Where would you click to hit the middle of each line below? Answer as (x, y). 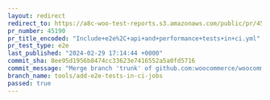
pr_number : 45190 (37, 31)
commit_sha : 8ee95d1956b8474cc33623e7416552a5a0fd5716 (102, 61)
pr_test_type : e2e (38, 46)
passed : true (29, 83)
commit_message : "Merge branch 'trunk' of (80, 69)
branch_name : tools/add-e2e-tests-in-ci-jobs (85, 76)
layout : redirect (37, 16)
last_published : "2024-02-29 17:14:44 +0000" (85, 53)
